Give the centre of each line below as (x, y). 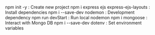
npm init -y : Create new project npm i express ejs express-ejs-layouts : (77, 7)
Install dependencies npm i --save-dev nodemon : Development (70, 12)
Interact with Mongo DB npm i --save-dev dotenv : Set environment (73, 23)
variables (14, 28)
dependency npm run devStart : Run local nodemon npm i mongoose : (76, 17)
